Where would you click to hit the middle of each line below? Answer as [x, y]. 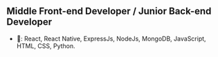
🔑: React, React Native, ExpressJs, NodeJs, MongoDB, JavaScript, [111, 38]
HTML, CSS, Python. [46, 46]
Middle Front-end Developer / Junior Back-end [109, 11]
